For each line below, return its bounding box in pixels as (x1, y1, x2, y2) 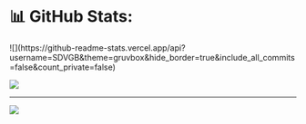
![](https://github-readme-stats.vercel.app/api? (9, 42, 186, 53)
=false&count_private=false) (9, 62, 117, 72)
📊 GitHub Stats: (9, 6, 134, 27)
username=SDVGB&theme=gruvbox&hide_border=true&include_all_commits (9, 52, 296, 62)
